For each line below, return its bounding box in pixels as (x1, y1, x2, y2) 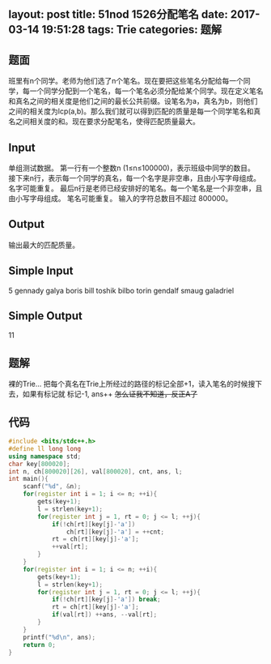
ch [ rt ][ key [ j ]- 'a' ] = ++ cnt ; (66, 528, 164, 536)
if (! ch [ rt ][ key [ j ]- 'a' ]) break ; (51, 595, 161, 604)
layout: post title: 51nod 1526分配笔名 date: (8, 7, 228, 22)
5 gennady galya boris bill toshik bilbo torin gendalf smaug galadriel (8, 285, 235, 295)
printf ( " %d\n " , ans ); (23, 633, 95, 641)
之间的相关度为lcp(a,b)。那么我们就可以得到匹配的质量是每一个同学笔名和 (8, 106, 254, 116)
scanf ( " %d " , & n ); (23, 482, 82, 491)
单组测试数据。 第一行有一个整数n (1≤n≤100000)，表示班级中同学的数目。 (8, 163, 255, 173)
